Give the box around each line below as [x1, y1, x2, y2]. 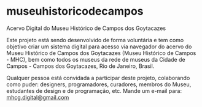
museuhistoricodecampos [6, 4, 144, 18]
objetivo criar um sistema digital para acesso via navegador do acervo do [6, 43, 192, 50]
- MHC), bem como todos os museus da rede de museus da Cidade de [6, 56, 185, 63]
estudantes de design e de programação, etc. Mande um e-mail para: [6, 87, 182, 94]
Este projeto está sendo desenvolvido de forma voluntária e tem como [6, 36, 184, 43]
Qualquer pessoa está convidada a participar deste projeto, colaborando [6, 74, 190, 81]
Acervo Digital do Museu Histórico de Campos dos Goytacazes [6, 24, 166, 32]
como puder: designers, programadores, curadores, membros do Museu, [6, 81, 192, 88]
